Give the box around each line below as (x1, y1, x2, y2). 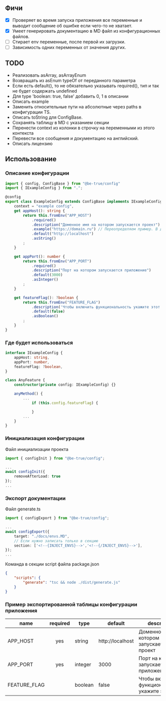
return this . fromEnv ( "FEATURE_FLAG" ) (23, 300, 100, 305)
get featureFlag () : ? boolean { (14, 295, 79, 300)
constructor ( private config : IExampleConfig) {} (14, 382, 116, 388)
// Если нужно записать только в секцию (14, 538, 98, 544)
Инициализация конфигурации (5, 435, 85, 442)
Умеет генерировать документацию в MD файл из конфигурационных (12, 28, 161, 34)
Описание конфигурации (5, 170, 69, 177)
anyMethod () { (14, 391, 43, 397)
